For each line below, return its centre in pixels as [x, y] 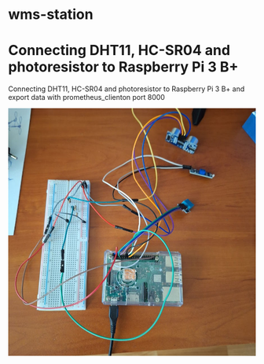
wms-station [51, 15]
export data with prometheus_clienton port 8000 [86, 97]
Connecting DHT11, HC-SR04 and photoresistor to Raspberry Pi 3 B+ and [126, 89]
